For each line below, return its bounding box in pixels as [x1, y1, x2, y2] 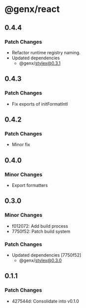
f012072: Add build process [11, 223, 68, 229]
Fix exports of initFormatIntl [11, 101, 68, 107]
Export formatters [11, 182, 48, 188]
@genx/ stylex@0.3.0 [19, 257, 62, 263]
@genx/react [4, 3, 60, 15]
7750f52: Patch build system [11, 228, 71, 234]
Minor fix [11, 142, 30, 148]
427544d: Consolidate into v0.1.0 [11, 298, 80, 304]
